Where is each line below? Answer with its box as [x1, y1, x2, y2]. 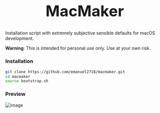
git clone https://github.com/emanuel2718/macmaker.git [5, 69, 125, 74]
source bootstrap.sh [5, 79, 49, 84]
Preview [5, 91, 26, 98]
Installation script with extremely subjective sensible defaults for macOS [5, 30, 155, 36]
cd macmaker [5, 74, 30, 79]
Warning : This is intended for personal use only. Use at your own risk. [5, 45, 151, 51]
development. [5, 35, 34, 41]
